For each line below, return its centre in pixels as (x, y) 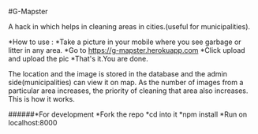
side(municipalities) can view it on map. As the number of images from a (126, 82)
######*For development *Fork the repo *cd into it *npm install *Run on (128, 114)
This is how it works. (41, 99)
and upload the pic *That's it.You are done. (78, 59)
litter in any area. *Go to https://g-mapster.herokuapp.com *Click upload (127, 50)
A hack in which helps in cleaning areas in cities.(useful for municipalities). (129, 26)
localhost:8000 (33, 123)
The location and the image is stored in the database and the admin (118, 74)
